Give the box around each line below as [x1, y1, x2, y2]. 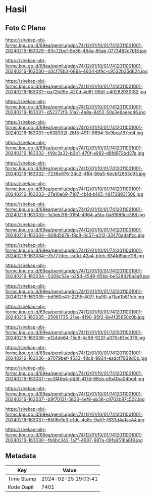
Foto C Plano [5, 24, 46, 32]
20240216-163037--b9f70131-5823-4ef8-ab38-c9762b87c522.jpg [5, 396, 145, 402]
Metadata [5, 452, 36, 460]
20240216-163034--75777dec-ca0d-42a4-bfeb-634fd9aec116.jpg [5, 253, 144, 258]
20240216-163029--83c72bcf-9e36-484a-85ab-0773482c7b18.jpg [5, 48, 147, 53]
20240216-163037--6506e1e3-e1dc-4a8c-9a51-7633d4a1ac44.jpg [5, 417, 145, 422]
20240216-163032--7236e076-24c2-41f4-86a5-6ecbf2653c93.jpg [5, 171, 146, 177]
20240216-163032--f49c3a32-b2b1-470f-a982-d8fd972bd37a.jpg [5, 150, 145, 156]
